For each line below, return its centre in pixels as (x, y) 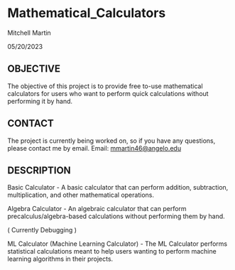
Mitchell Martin (29, 33)
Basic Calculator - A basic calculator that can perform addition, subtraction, (118, 188)
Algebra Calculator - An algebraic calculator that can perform (97, 209)
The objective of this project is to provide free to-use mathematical (105, 86)
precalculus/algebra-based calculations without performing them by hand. (116, 216)
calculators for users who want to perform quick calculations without (108, 93)
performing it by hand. (40, 101)
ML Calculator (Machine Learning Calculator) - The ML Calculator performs (117, 244)
